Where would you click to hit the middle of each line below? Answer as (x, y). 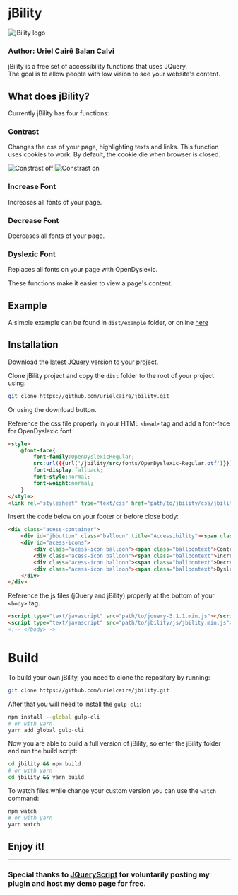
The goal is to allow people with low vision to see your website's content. (114, 74)
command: (24, 799)
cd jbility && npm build (44, 764)
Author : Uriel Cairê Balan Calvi (61, 51)
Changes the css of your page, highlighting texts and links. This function (113, 147)
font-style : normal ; (62, 477)
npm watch (23, 811)
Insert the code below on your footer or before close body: (94, 517)
